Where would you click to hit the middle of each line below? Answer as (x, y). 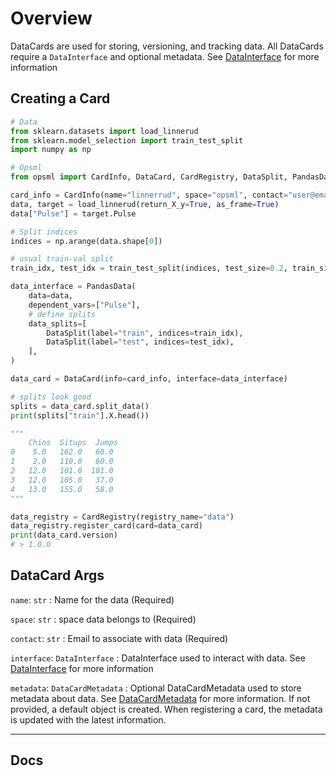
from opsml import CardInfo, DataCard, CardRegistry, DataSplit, (149, 177)
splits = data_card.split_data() (80, 406)
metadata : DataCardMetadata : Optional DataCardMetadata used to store (156, 688)
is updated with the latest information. (88, 719)
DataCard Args (57, 575)
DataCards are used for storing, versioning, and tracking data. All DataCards (167, 46)
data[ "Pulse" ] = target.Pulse (73, 213)
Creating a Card (60, 98)
